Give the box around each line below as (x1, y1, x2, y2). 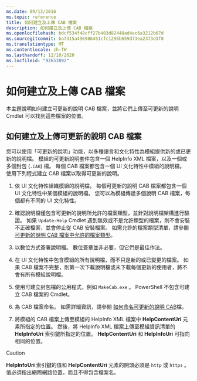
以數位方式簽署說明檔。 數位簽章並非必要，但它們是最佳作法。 (14, 244, 165, 251)
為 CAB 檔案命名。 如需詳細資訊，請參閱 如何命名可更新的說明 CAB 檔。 (14, 303, 188, 311)
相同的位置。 (14, 338, 46, 345)
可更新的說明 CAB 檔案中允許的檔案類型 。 (14, 232, 116, 239)
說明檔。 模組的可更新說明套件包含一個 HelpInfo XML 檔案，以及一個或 (16, 155, 188, 162)
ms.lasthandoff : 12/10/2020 (6, 52, 75, 58)
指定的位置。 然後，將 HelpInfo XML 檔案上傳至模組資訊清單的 (25, 323, 176, 330)
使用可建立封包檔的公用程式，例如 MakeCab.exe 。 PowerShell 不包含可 (14, 284, 185, 291)
